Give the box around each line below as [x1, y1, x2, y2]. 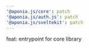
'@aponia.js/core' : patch [6, 8, 70, 15]
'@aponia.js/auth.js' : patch [6, 14, 78, 20]
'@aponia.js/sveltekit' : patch [6, 19, 84, 25]
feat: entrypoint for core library [6, 36, 82, 43]
